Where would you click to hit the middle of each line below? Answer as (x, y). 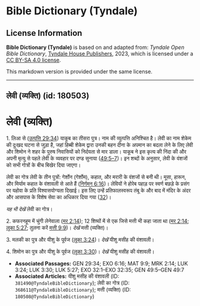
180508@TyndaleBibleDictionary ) (54, 296)
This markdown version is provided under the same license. (79, 72)
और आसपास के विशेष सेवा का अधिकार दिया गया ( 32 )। (59, 197)
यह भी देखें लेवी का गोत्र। (29, 209)
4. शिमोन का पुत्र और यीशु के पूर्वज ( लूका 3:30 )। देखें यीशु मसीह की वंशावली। (80, 252)
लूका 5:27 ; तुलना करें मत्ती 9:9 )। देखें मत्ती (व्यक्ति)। (57, 228)
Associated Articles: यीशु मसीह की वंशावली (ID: (67, 276)
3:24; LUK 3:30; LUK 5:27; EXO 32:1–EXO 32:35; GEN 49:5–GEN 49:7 (99, 270)
